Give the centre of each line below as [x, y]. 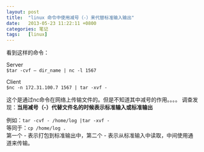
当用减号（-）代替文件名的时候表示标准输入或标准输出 [85, 108]
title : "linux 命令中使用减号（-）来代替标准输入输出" [70, 18]
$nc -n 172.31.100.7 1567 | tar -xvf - [57, 88]
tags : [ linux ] [27, 35]
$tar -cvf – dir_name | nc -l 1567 [51, 71]
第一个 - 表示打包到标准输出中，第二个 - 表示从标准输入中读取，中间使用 [97, 136]
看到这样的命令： [28, 53]
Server [15, 65]
